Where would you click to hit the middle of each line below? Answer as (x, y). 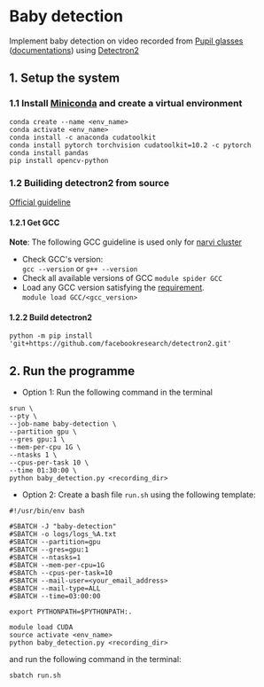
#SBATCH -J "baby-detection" (63, 527)
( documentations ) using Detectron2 (74, 50)
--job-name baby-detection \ (63, 424)
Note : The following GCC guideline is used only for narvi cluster (125, 242)
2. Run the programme (72, 371)
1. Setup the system (65, 78)
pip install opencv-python (59, 160)
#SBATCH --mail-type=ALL (55, 589)
